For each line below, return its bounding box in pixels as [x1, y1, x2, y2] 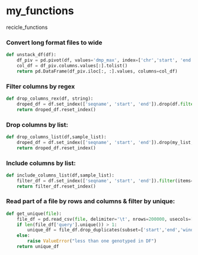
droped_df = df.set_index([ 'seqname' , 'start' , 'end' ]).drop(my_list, [16, 139, 194, 145]
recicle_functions [6, 24, 48, 31]
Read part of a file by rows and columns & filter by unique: [6, 197, 175, 205]
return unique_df [16, 244, 60, 250]
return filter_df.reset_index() [16, 183, 96, 189]
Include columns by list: [6, 159, 76, 167]
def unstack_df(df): [6, 52, 57, 58]
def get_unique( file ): [6, 211, 62, 217]
